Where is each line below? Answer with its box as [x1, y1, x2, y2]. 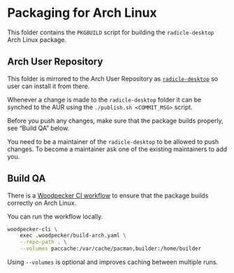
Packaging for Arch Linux [7, 5, 157, 21]
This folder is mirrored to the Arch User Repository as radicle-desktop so [7, 74, 219, 83]
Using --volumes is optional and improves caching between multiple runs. [7, 258, 219, 267]
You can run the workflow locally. [7, 212, 103, 220]
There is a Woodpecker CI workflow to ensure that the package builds [7, 191, 209, 199]
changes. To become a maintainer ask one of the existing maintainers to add [7, 145, 228, 153]
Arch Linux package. [7, 35, 67, 43]
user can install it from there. [7, 82, 90, 90]
